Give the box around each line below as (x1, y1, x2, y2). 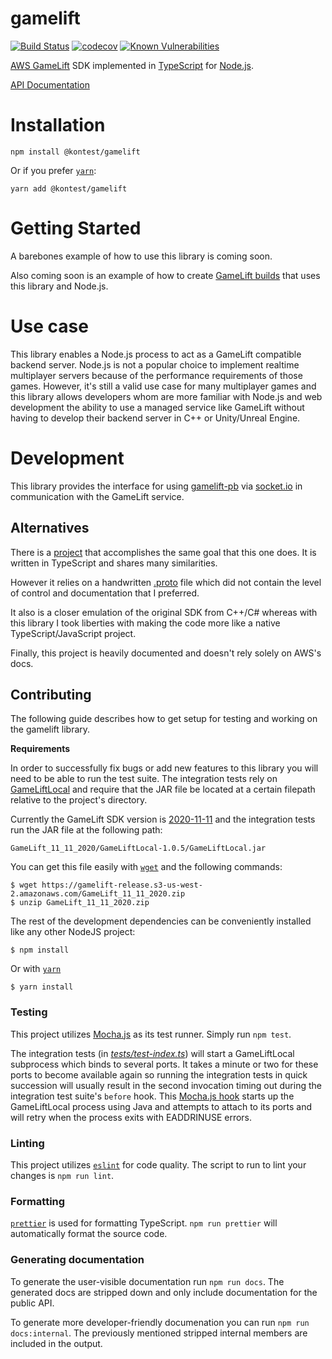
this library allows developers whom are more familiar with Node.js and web (10, 390, 323, 402)
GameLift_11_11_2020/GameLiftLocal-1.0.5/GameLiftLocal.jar (10, 843, 267, 854)
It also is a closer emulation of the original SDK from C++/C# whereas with (10, 606, 318, 618)
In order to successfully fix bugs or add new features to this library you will (10, 762, 319, 774)
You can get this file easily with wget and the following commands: (10, 861, 283, 873)
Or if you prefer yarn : (10, 164, 97, 176)
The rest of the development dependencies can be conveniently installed (10, 915, 312, 927)
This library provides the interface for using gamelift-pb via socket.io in (10, 480, 303, 492)
